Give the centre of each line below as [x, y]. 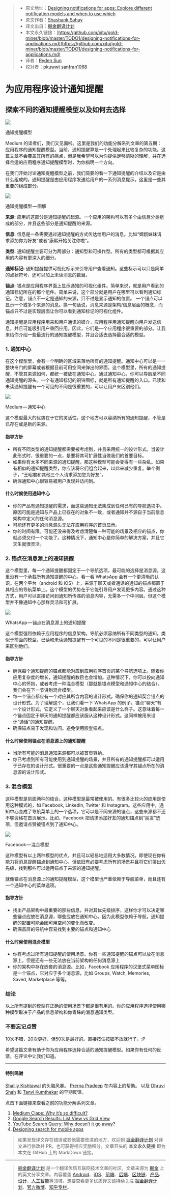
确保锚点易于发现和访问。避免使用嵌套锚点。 [60, 728]
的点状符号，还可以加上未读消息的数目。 [48, 275]
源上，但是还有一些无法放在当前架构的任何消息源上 [66, 960]
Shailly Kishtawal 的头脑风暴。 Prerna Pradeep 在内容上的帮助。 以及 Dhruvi [85, 1086]
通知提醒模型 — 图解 [26, 206]
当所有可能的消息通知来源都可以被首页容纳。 [60, 753]
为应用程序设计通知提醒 [54, 89]
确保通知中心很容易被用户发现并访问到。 [55, 481]
